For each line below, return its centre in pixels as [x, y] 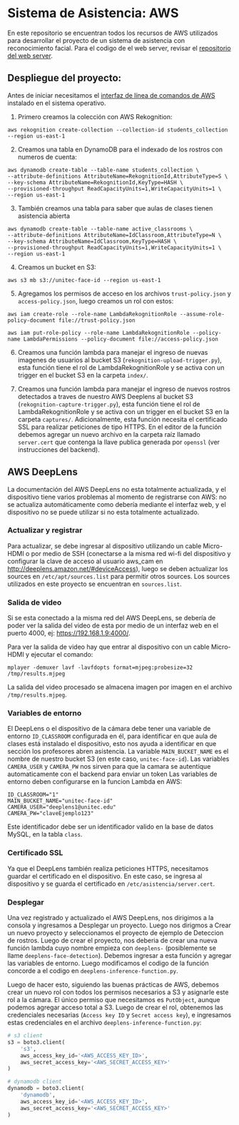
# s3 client [25, 1036]
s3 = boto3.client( [36, 1042]
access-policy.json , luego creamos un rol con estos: [96, 301]
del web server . [30, 56]
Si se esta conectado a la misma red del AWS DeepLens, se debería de [112, 618]
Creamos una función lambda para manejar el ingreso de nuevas [113, 352]
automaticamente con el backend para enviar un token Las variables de [112, 774]
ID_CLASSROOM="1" [33, 795]
